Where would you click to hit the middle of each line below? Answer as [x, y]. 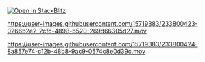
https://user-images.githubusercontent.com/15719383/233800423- [102, 24]
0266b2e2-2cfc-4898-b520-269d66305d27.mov [77, 31]
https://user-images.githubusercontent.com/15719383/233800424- [102, 44]
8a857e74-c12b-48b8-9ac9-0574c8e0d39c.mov [76, 51]
